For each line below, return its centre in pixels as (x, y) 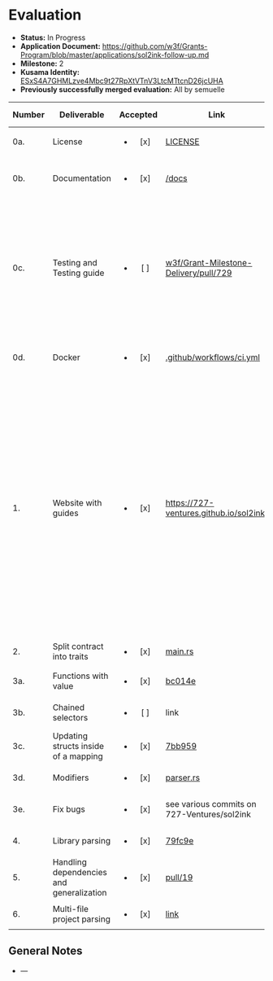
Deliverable (82, 114)
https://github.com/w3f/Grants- (155, 46)
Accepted (139, 114)
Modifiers (71, 777)
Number (28, 114)
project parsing (82, 919)
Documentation (82, 178)
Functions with (80, 676)
